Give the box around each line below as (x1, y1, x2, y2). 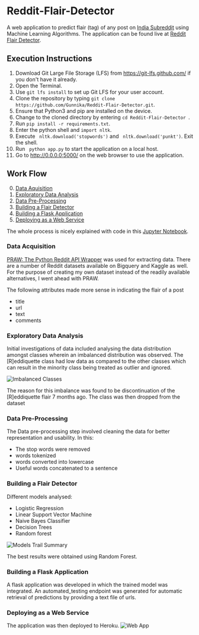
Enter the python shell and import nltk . (15, 126, 112, 133)
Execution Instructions (7, 53, 92, 64)
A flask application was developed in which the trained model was (7, 581, 168, 589)
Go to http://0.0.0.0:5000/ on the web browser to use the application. (15, 151, 184, 159)
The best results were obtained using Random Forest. (7, 552, 138, 560)
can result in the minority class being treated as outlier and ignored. (7, 364, 172, 371)
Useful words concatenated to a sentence (15, 465, 118, 472)
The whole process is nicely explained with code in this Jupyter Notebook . (7, 228, 189, 235)
